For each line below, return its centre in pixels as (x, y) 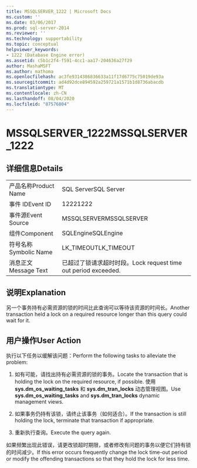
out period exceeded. (91, 270)
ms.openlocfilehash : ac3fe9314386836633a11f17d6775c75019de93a (85, 77)
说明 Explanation (36, 293)
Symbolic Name (31, 252)
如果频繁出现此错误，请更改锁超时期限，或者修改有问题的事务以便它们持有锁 (98, 445)
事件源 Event (26, 215)
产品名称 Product (32, 186)
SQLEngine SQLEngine (92, 233)
